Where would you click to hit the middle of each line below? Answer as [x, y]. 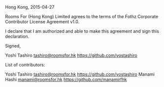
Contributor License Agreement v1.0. [42, 22]
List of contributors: [25, 65]
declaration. [17, 36]
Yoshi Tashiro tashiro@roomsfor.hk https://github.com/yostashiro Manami [80, 74]
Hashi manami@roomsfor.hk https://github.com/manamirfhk [66, 79]
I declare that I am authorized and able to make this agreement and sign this [82, 31]
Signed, [13, 46]
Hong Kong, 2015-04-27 [30, 7]
